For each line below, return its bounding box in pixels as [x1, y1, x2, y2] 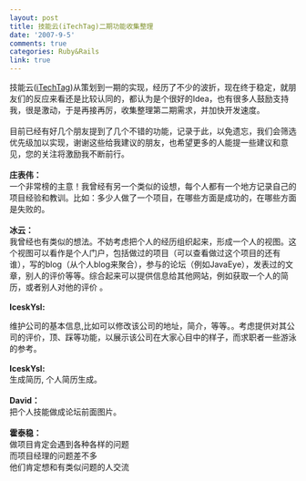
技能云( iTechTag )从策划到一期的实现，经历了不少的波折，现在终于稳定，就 [9, 82, 289, 92]
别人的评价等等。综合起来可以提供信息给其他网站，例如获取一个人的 [25, 271, 280, 281]
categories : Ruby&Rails [9, 47, 100, 56]
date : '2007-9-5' [9, 30, 76, 39]
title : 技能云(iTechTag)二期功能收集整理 [9, 22, 154, 31]
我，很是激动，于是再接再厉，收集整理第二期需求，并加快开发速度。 [9, 105, 265, 115]
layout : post [9, 13, 59, 23]
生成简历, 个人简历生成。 [9, 374, 102, 384]
